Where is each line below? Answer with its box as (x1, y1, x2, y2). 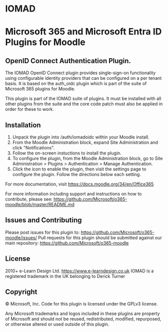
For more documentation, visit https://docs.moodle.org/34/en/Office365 (5, 181, 154, 187)
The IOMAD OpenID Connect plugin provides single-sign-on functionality (5, 70, 156, 76)
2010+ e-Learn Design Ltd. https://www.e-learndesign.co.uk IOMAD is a (5, 268, 154, 274)
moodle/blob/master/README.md (5, 202, 75, 207)
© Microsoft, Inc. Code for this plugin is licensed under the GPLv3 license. (5, 301, 158, 307)
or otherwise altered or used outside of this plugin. (5, 321, 109, 327)
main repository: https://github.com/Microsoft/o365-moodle (5, 240, 129, 246)
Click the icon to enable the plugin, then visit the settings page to (12, 166, 146, 172)
